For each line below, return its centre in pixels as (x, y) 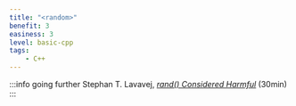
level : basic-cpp (41, 42)
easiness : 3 (31, 34)
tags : (19, 51)
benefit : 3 (29, 26)
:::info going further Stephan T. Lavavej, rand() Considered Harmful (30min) (148, 84)
